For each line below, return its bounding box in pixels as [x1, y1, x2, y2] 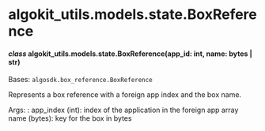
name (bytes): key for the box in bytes [8, 114, 132, 123]
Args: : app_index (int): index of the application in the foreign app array [8, 105, 239, 115]
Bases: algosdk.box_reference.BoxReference [8, 75, 153, 84]
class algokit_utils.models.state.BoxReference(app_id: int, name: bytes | [8, 49, 253, 58]
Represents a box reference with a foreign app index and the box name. [8, 90, 242, 99]
